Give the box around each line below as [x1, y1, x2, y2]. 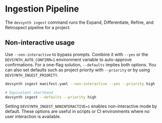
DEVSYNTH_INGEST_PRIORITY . [5, 72, 59, 78]
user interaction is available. [5, 114, 61, 120]
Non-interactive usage [5, 39, 75, 47]
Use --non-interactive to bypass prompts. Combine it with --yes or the [5, 51, 148, 57]
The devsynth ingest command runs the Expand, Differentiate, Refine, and [5, 19, 154, 25]
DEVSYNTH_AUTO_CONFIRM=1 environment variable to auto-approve [5, 57, 132, 62]
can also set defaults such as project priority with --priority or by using [5, 67, 150, 73]
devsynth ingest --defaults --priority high [5, 94, 97, 100]
